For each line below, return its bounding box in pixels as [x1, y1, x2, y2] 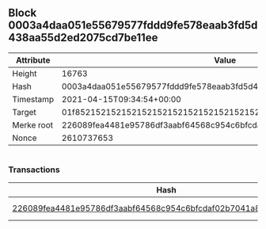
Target [12, 106, 37, 117]
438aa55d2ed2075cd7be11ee [8, 31, 158, 44]
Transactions [8, 164, 61, 175]
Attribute [15, 55, 51, 66]
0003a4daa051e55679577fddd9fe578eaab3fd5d [8, 19, 258, 32]
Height [12, 67, 37, 78]
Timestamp [12, 94, 55, 105]
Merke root [12, 119, 54, 130]
